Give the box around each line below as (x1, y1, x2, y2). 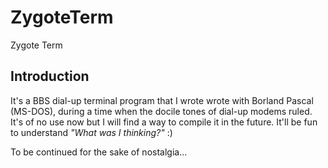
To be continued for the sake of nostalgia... (10, 146, 188, 158)
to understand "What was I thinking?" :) (10, 126, 173, 138)
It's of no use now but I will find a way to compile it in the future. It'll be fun (10, 116, 318, 128)
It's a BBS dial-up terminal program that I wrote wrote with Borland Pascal (10, 94, 314, 106)
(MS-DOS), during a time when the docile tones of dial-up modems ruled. (10, 105, 313, 117)
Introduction (10, 68, 90, 85)
